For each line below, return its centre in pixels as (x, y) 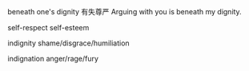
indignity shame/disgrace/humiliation (68, 43)
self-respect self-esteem (48, 28)
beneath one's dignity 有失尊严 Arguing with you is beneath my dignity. (124, 12)
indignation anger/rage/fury (53, 59)
